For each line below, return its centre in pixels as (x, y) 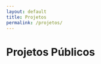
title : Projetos (26, 17)
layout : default (26, 12)
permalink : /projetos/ (34, 23)
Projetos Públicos (51, 52)
